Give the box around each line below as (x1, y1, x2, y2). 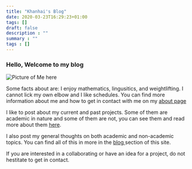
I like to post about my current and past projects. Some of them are (6, 109, 168, 116)
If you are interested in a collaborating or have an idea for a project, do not (6, 150, 186, 157)
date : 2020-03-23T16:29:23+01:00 (6, 14, 88, 20)
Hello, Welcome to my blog (6, 60, 84, 68)
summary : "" (6, 36, 38, 42)
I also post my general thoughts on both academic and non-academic (6, 133, 174, 140)
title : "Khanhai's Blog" (6, 8, 67, 15)
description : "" (6, 30, 49, 36)
